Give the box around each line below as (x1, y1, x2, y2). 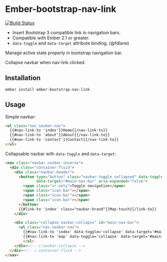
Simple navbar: (5, 113, 36, 120)
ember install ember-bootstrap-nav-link (5, 87, 90, 92)
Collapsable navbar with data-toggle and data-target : (5, 151, 116, 157)
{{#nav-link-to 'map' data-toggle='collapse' (23, 234, 119, 239)
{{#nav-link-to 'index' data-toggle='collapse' (23, 230, 123, 235)
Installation (5, 74, 41, 83)
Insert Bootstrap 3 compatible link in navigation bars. (12, 29, 121, 35)
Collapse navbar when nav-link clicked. (5, 59, 86, 65)
